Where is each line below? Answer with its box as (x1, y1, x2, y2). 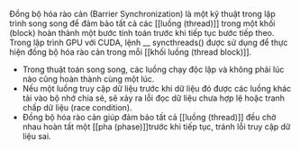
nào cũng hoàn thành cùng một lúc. (22, 74, 155, 84)
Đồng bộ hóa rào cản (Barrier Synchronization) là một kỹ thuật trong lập (9, 9, 277, 19)
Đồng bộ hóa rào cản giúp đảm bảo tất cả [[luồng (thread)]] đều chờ (22, 112, 277, 122)
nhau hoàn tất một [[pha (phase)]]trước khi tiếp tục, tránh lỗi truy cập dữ (22, 121, 291, 132)
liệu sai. (22, 131, 51, 141)
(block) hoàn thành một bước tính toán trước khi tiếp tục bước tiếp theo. (9, 28, 275, 38)
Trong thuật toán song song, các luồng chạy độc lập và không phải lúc (22, 64, 285, 75)
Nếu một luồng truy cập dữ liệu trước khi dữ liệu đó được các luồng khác (22, 84, 292, 93)
